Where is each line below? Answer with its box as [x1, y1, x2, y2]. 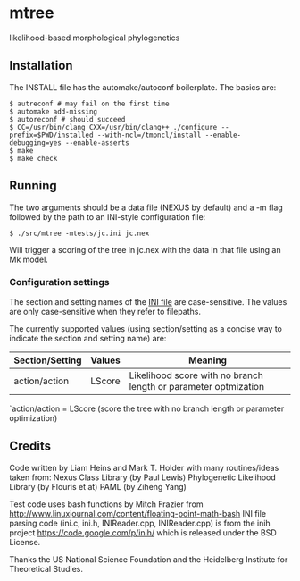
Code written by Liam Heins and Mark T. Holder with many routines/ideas [9, 462, 279, 473]
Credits [9, 439, 52, 454]
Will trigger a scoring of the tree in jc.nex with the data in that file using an [9, 244, 281, 255]
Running [9, 178, 58, 194]
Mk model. [9, 254, 49, 265]
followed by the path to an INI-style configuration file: [9, 211, 206, 222]
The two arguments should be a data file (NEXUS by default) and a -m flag [9, 202, 283, 213]
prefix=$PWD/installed [9, 131, 94, 139]
